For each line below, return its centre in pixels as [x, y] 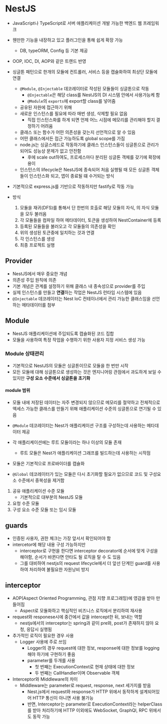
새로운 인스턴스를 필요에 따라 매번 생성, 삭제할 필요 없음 [74, 113]
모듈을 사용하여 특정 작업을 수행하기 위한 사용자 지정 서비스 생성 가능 [79, 340]
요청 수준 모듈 [26, 504]
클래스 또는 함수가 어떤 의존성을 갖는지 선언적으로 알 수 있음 [78, 132]
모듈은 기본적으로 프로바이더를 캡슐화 [48, 464]
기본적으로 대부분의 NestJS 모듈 [51, 497]
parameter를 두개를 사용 [51, 660]
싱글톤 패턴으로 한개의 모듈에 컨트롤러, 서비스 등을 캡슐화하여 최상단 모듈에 [85, 72]
